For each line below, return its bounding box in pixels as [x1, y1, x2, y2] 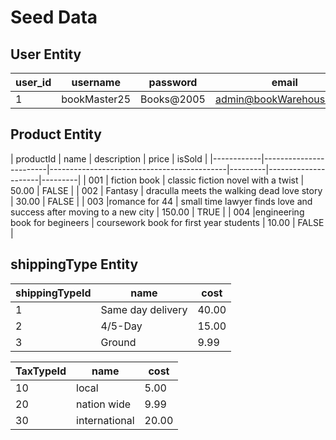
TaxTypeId [15, 364, 67, 378]
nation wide [76, 397, 132, 411]
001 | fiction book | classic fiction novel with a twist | [88, 174, 305, 186]
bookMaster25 [61, 92, 132, 106]
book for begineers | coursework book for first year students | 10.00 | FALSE [10, 216, 325, 228]
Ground [100, 335, 137, 349]
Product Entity [10, 126, 102, 143]
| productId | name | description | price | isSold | [10, 152, 208, 165]
